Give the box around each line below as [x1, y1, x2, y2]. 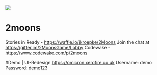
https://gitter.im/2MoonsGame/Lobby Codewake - [5, 44, 111, 50]
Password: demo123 [5, 65, 48, 71]
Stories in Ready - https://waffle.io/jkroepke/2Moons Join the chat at [5, 39, 150, 45]
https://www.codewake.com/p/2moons [5, 50, 88, 56]
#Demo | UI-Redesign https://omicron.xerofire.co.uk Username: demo [5, 59, 152, 65]
